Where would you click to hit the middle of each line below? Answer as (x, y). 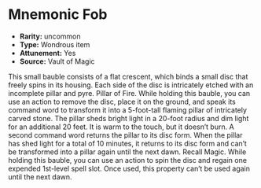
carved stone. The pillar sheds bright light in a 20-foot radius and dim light (129, 118)
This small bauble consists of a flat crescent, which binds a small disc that (128, 76)
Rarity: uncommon (50, 36)
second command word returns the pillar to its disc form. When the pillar (125, 135)
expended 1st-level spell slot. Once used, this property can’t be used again (129, 168)
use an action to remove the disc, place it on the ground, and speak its (122, 101)
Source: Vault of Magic (57, 61)
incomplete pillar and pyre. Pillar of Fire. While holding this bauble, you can (129, 93)
